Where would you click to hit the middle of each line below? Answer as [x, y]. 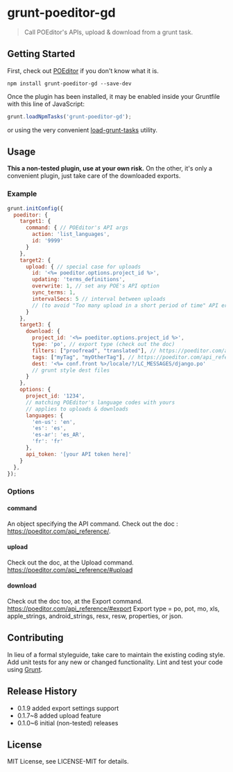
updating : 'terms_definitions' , [79, 280]
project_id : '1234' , [55, 396]
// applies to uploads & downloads [77, 409]
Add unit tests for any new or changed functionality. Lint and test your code [115, 662]
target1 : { [35, 221]
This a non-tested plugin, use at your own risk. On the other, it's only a [110, 168]
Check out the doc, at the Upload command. [70, 562]
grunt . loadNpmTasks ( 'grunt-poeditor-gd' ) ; [69, 116]
